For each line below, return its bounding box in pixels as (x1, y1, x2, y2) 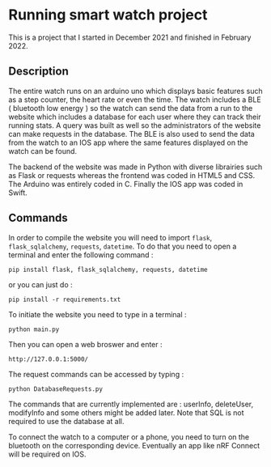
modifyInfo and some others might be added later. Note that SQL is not (8, 407, 244, 418)
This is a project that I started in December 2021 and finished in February (8, 32, 252, 42)
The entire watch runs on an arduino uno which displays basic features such (8, 86, 263, 96)
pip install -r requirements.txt (8, 295, 121, 304)
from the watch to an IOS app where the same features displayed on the (8, 138, 248, 147)
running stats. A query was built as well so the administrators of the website (8, 120, 261, 130)
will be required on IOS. (8, 449, 87, 459)
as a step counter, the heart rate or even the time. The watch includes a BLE (8, 95, 261, 104)
